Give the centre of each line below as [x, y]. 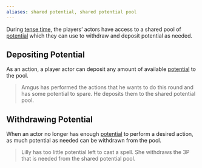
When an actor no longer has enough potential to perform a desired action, [100, 134]
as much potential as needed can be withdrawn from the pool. [84, 141]
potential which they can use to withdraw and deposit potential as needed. [99, 35]
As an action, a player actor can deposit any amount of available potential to [101, 69]
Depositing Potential [45, 55]
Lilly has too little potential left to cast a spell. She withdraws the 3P [105, 152]
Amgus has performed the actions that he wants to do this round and [107, 87]
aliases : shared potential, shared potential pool [72, 12]
